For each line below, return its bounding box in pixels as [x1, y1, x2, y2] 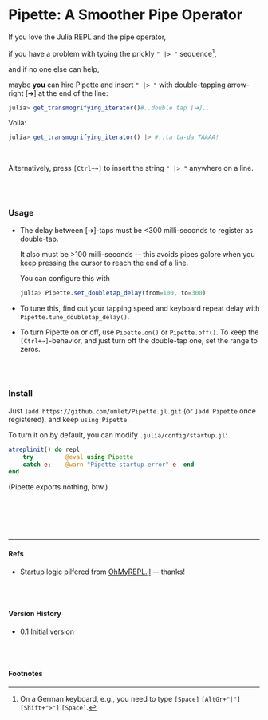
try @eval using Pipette [22, 453, 134, 461]
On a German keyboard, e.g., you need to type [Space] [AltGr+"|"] [19, 694, 241, 703]
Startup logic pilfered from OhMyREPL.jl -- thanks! [19, 567, 186, 576]
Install [8, 388, 33, 399]
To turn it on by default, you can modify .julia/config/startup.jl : [8, 429, 228, 440]
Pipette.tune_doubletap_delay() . [19, 311, 130, 321]
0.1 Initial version [19, 627, 74, 636]
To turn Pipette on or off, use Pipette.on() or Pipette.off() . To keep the [19, 327, 259, 337]
